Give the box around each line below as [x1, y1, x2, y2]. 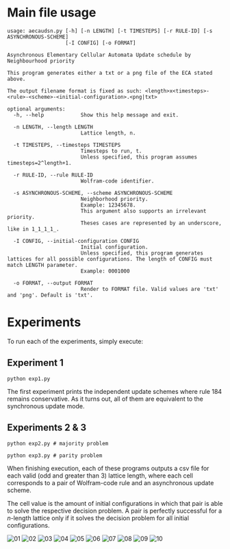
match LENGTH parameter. [7, 261, 78, 268]
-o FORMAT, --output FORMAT [13, 279, 94, 286]
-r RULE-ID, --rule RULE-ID [13, 172, 94, 178]
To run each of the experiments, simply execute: [7, 337, 144, 345]
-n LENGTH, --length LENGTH [13, 124, 94, 130]
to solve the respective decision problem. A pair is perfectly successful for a [7, 506, 222, 515]
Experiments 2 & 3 [7, 422, 87, 434]
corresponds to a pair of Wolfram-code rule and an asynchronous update [7, 478, 214, 487]
